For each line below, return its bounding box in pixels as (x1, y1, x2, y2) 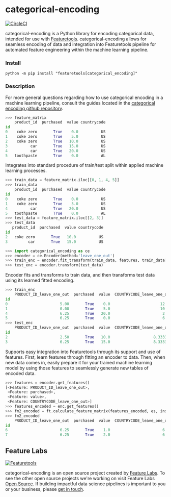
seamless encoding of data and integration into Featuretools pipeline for (5, 41, 156, 47)
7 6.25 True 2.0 (5, 432, 110, 437)
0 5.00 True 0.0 (5, 301, 110, 307)
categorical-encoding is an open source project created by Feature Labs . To (5, 469, 165, 476)
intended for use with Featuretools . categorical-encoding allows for (5, 36, 147, 42)
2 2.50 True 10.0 (5, 334, 110, 340)
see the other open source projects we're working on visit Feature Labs (5, 475, 155, 481)
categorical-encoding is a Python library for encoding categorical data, (5, 30, 154, 36)
